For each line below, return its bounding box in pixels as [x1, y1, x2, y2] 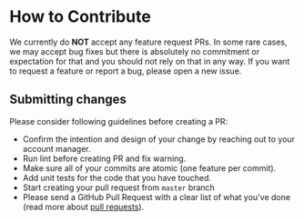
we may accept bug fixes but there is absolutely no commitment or [9, 45, 260, 56]
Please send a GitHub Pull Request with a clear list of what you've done [22, 191, 291, 202]
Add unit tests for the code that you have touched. [22, 172, 212, 183]
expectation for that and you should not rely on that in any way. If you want [9, 55, 290, 66]
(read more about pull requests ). [22, 201, 145, 212]
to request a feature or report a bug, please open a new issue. [9, 65, 242, 76]
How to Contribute [9, 6, 152, 27]
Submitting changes [9, 92, 127, 107]
